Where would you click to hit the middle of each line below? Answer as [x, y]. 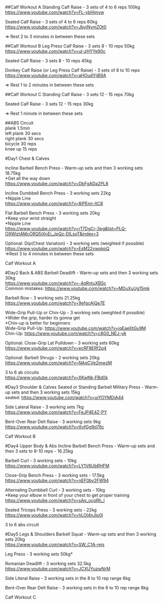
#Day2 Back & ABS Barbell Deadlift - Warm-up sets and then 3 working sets [81, 273]
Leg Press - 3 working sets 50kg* [39, 554]
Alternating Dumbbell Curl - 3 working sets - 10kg [55, 490]
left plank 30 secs [23, 133]
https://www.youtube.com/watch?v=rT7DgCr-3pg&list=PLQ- [66, 228]
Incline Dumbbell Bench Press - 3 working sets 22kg [58, 193]
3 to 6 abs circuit [22, 525]
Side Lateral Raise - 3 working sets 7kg [45, 407]
